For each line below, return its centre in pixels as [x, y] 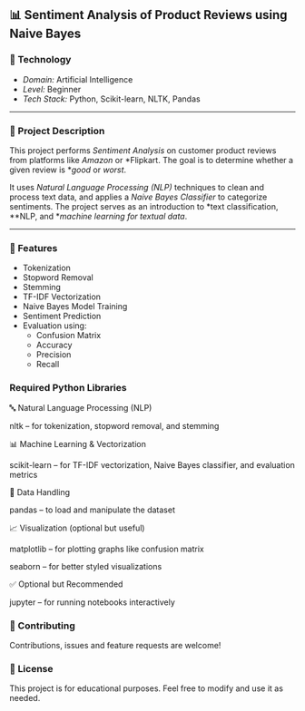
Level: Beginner [52, 89]
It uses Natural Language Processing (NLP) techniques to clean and [137, 187]
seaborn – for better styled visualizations [86, 566]
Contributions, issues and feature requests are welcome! [115, 645]
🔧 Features [34, 248]
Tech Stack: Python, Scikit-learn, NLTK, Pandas [112, 99]
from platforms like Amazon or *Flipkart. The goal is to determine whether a [151, 160]
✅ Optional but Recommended [66, 584]
